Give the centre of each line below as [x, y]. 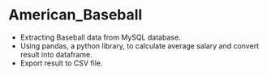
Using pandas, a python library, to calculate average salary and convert [140, 45]
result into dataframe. [56, 54]
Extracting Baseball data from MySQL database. [100, 37]
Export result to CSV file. [61, 63]
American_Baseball [75, 15]
